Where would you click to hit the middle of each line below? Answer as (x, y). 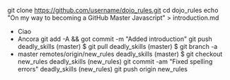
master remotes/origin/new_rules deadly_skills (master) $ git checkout (120, 54)
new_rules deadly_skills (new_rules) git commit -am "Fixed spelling (115, 62)
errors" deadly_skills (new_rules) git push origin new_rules (102, 69)
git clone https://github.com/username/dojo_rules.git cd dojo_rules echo (113, 10)
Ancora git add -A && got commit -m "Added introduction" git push (115, 39)
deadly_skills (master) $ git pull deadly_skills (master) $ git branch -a (117, 46)
